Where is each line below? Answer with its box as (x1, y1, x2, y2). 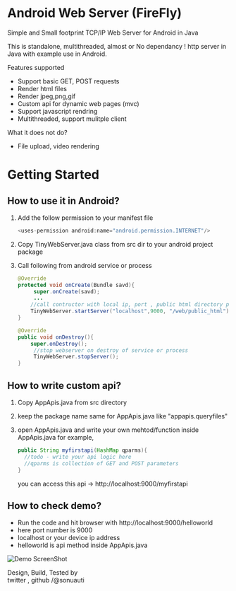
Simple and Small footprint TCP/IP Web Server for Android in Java (7, 28, 199, 37)
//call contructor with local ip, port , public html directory (30, 301, 223, 308)
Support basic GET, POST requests (17, 76, 120, 86)
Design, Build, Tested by (7, 568, 78, 577)
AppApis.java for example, (17, 433, 94, 441)
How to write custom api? (7, 380, 122, 392)
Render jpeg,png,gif (17, 92, 76, 100)
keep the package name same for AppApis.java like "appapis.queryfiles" (17, 412, 228, 420)
